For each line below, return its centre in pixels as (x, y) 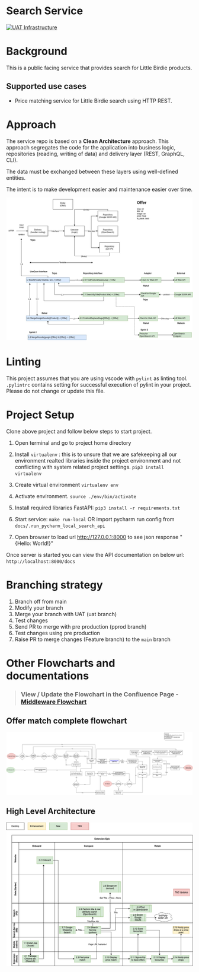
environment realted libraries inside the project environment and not (98, 460)
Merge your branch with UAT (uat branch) (66, 614)
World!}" (43, 543)
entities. (16, 178)
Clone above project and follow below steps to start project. (79, 431)
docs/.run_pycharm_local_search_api (60, 526)
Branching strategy (54, 585)
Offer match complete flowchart (67, 721)
